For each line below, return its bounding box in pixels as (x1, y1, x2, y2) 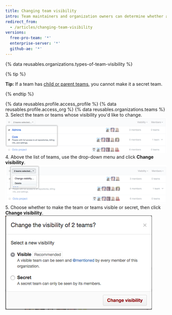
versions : (5, 30, 27, 35)
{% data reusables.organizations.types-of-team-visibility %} (5, 61, 133, 67)
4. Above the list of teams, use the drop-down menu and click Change (5, 154, 154, 160)
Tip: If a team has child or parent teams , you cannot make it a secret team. (5, 81, 163, 87)
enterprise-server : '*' (10, 41, 60, 46)
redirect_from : (5, 19, 38, 24)
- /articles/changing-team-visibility (10, 25, 93, 30)
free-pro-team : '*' (10, 35, 52, 41)
